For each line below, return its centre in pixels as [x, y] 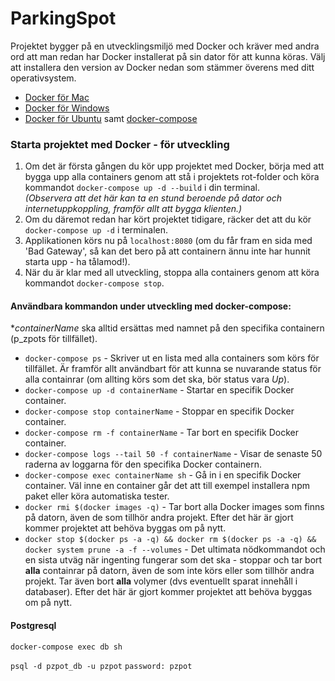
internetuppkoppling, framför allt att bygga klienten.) [133, 209]
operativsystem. [43, 78]
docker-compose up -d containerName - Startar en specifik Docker [159, 390]
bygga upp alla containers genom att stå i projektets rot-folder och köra [172, 177]
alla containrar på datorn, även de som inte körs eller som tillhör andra [169, 571]
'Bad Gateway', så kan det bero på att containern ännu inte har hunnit [167, 251]
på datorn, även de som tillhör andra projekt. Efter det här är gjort [159, 518]
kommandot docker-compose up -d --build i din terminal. [142, 188]
